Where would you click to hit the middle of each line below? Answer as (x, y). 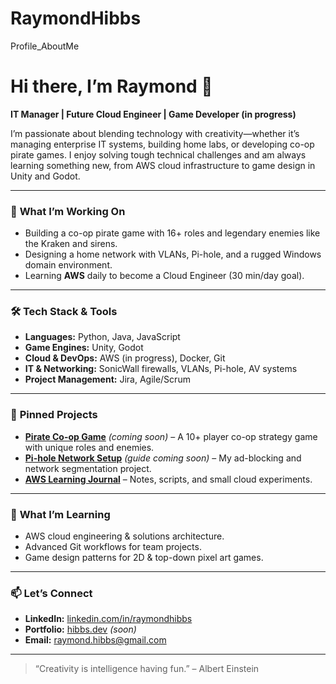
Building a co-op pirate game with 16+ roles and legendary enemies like (172, 233)
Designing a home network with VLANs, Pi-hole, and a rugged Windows (173, 254)
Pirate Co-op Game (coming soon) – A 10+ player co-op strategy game (171, 436)
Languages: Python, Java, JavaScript (102, 337)
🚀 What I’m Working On (68, 211)
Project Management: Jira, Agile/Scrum (107, 379)
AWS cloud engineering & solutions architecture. (124, 536)
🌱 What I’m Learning (60, 514)
